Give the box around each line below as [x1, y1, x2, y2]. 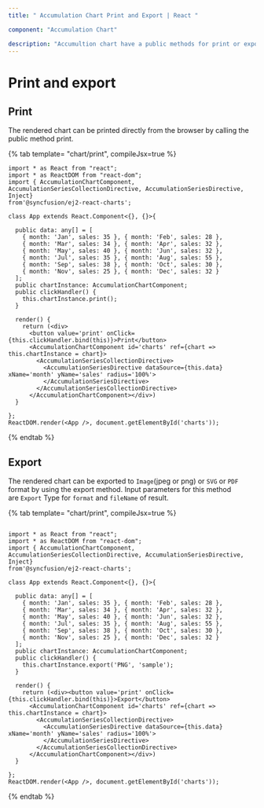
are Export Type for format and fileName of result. [8, 493, 169, 503]
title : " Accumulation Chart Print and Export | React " [8, 11, 199, 20]
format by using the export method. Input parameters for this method [8, 485, 232, 494]
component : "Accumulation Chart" [8, 25, 118, 34]
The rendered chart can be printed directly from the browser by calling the [8, 126, 249, 135]
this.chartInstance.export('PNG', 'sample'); [22, 661, 174, 669]
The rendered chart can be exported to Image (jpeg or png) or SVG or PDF [8, 476, 239, 486]
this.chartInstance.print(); [22, 296, 118, 303]
